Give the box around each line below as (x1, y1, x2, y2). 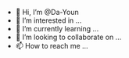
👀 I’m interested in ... (15, 16, 82, 25)
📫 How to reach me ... (15, 42, 88, 50)
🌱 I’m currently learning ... (15, 24, 99, 33)
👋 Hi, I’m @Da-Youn (15, 8, 80, 16)
